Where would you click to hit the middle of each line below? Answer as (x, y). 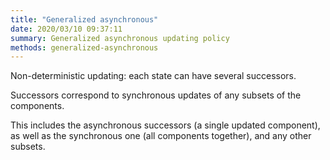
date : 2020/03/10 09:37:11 (66, 29)
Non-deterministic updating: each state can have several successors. (153, 76)
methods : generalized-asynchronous (84, 47)
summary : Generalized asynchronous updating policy (120, 38)
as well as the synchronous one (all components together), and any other (161, 136)
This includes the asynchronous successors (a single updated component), (165, 125)
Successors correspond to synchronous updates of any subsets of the (156, 95)
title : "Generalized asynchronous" (84, 19)
